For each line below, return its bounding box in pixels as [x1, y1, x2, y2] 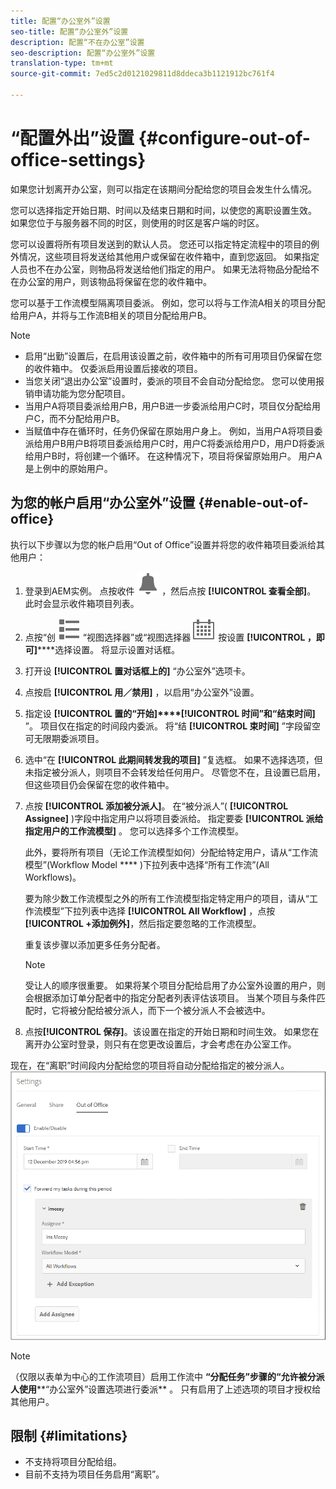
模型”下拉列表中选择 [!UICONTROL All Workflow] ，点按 [42, 905, 276, 917]
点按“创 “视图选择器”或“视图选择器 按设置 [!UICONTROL [24, 631, 306, 643]
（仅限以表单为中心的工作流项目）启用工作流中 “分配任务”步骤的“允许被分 [10, 1370, 317, 1382]
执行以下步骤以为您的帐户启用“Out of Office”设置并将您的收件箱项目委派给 [10, 538, 317, 550]
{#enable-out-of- [198, 495, 309, 512]
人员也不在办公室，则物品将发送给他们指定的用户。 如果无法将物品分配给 [10, 263, 311, 275]
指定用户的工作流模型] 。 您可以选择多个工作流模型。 [24, 825, 244, 837]
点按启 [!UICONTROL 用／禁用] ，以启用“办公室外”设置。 [24, 686, 260, 698]
